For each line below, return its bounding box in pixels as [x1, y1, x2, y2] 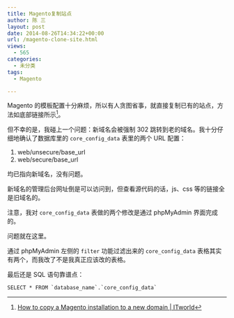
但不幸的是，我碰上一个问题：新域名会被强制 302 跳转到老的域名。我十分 [7, 125, 217, 133]
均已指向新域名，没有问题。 [7, 170, 87, 178]
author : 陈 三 [7, 17, 47, 24]
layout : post [7, 23, 45, 30]
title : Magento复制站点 [7, 10, 72, 17]
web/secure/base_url [17, 155, 79, 164]
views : [7, 43, 26, 50]
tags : [7, 68, 23, 75]
